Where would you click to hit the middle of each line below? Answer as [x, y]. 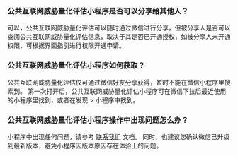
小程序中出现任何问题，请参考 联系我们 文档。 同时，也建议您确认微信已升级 [119, 136]
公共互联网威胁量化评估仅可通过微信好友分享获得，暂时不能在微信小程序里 [116, 82]
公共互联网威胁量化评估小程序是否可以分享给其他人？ [98, 11]
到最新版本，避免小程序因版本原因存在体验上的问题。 [85, 145]
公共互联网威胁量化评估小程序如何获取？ [76, 66]
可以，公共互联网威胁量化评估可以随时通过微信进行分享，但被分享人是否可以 [119, 28]
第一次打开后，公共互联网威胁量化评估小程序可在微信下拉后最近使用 [127, 91]
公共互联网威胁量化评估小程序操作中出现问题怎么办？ [98, 120]
